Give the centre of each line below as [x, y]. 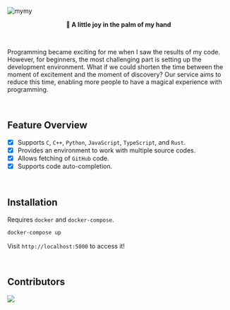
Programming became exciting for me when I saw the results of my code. [114, 52]
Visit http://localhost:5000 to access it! [66, 246]
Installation [32, 202]
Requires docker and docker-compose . [61, 220]
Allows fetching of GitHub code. [63, 158]
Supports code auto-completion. [65, 166]
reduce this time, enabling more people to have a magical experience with [115, 82]
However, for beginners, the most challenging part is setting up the [104, 59]
